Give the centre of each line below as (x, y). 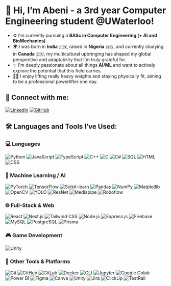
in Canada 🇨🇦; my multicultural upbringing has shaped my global (82, 54)
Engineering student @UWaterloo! (80, 21)
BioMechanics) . (30, 41)
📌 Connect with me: (37, 98)
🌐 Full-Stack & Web (30, 205)
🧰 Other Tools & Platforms (38, 262)
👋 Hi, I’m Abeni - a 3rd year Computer (86, 10)
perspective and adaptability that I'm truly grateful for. (69, 59)
